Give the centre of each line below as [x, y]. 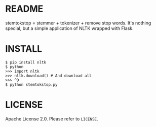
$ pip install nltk [26, 62]
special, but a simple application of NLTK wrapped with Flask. [70, 28]
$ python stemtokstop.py [31, 84]
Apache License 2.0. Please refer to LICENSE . [52, 119]
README [24, 9]
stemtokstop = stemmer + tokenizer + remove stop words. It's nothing [78, 23]
